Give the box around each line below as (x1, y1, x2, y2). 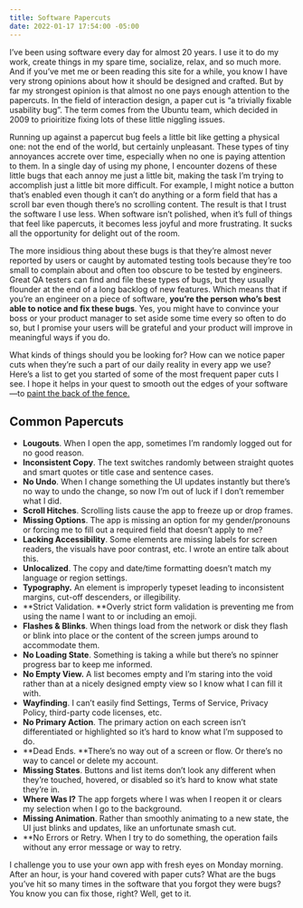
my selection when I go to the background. (22, 803, 183, 815)
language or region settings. (22, 572, 128, 584)
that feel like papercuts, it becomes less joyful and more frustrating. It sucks (9, 218, 293, 229)
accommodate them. (22, 640, 100, 651)
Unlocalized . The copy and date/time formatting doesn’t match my (22, 563, 271, 574)
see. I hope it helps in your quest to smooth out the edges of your (9, 378, 253, 389)
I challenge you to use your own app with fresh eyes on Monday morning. (9, 859, 283, 870)
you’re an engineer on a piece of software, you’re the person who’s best (9, 293, 282, 304)
